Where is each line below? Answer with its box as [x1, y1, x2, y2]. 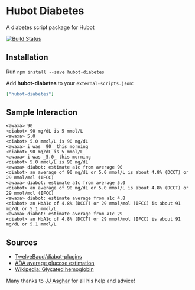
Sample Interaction [6, 108, 78, 118]
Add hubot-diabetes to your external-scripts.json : [6, 79, 134, 86]
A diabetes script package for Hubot [6, 24, 95, 31]
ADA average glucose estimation [14, 259, 95, 267]
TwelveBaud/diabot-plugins [14, 253, 82, 260]
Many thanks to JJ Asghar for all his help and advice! [6, 277, 135, 285]
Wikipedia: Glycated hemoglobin [14, 266, 94, 273]
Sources [6, 237, 38, 247]
